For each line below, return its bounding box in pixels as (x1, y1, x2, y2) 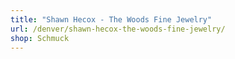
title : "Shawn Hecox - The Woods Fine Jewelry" (10, 14, 213, 25)
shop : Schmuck (10, 33, 70, 43)
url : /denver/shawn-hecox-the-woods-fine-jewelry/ (10, 24, 226, 34)
